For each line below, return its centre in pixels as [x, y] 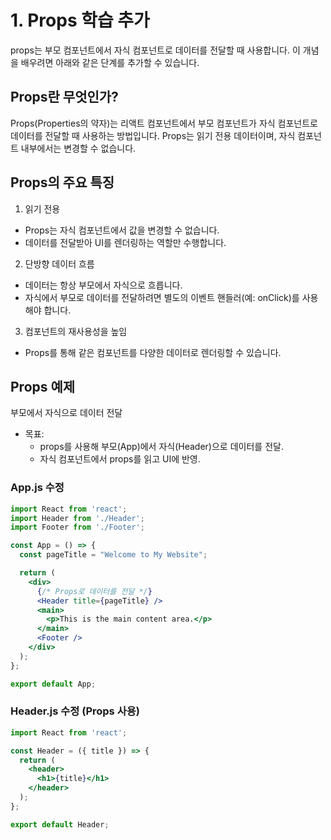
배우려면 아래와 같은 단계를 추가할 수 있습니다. [110, 62]
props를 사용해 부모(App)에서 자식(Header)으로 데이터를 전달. [161, 447]
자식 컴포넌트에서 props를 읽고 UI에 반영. [120, 459]
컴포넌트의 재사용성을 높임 [76, 331]
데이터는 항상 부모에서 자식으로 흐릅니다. [103, 285]
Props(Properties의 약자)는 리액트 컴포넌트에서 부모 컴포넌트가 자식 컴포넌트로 [164, 123]
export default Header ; [60, 824]
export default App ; [53, 684]
